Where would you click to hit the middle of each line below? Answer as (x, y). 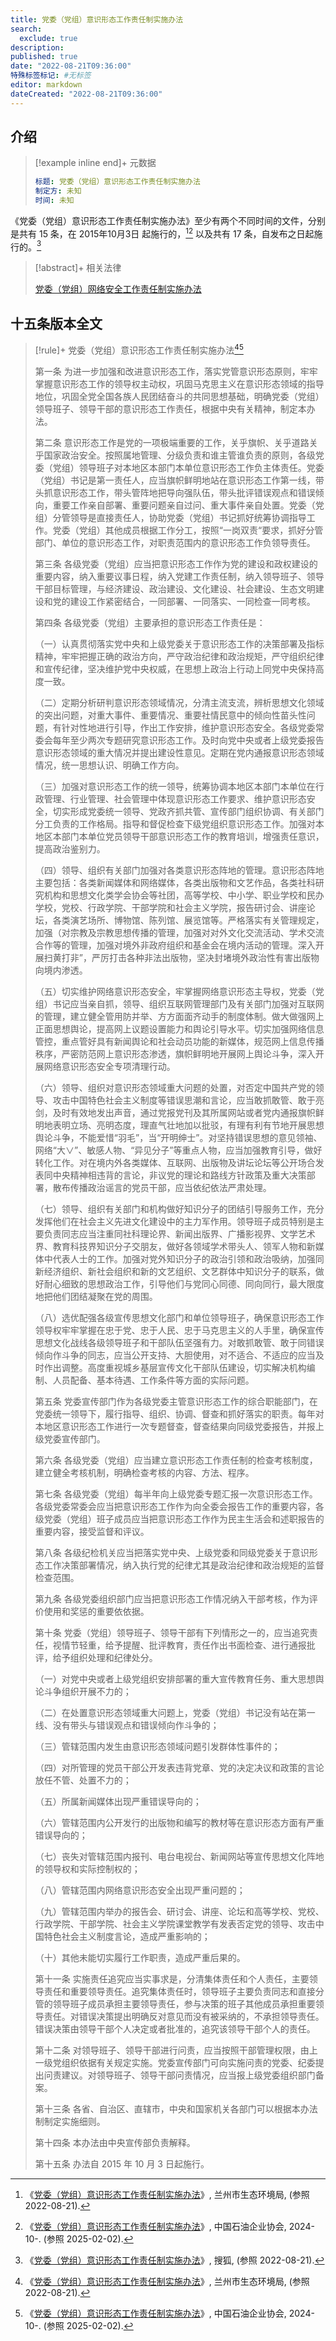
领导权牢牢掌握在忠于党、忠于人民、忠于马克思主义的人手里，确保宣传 (179, 1330)
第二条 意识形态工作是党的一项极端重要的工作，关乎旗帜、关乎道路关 (176, 442)
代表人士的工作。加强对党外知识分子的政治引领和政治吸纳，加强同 (188, 1258)
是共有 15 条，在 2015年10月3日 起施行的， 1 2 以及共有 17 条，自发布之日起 (162, 233)
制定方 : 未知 (58, 191)
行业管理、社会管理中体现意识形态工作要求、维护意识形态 (188, 798)
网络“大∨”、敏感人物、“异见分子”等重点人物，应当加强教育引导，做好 (178, 1150)
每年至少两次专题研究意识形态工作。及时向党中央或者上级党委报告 (188, 740)
